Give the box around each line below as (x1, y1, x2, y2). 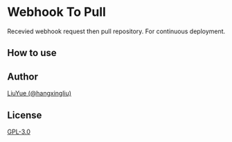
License (7, 109, 42, 121)
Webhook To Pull (7, 4, 106, 20)
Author (7, 71, 38, 82)
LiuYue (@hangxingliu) (7, 89, 71, 98)
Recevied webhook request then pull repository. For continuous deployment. (7, 27, 226, 35)
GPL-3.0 (7, 127, 31, 136)
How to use (7, 47, 57, 59)
